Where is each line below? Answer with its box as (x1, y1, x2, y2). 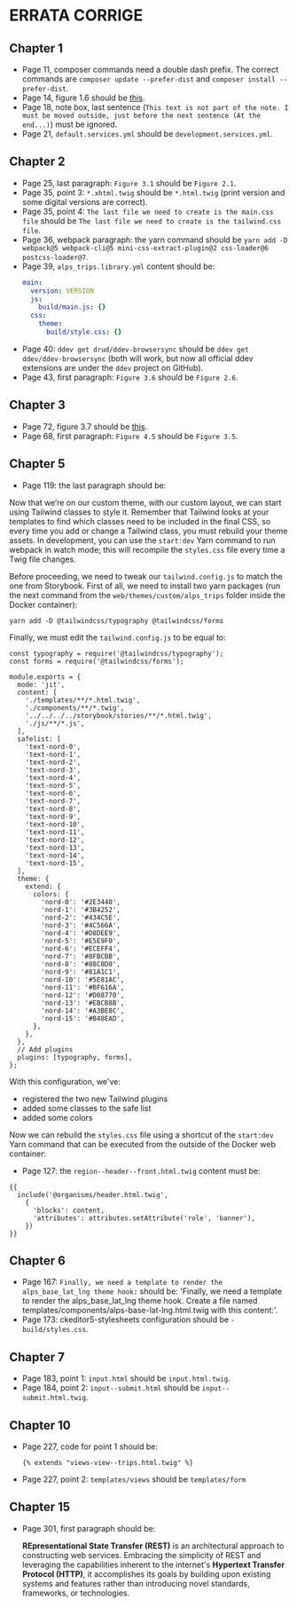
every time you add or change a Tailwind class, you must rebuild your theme (9, 525, 288, 536)
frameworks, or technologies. (21, 1587, 130, 1598)
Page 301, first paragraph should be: (21, 1523, 156, 1533)
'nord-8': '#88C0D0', (41, 959, 121, 968)
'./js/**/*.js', (25, 719, 86, 728)
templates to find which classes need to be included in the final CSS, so (9, 516, 271, 526)
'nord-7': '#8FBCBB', (41, 951, 121, 961)
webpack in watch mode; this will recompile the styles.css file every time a (9, 544, 285, 555)
